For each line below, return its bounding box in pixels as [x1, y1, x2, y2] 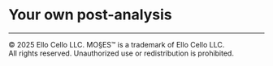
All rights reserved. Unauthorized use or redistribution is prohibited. [8, 48, 234, 58]
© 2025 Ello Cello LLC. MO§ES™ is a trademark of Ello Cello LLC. [8, 39, 225, 49]
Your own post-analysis [8, 6, 172, 24]
